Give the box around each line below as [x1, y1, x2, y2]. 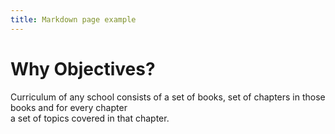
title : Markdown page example [10, 14, 137, 25]
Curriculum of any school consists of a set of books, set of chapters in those [10, 91, 326, 103]
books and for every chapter [10, 101, 128, 113]
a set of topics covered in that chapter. [10, 112, 170, 124]
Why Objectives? [10, 57, 156, 80]
